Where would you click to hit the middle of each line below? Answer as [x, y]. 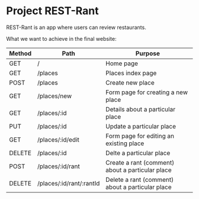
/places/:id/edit [59, 139]
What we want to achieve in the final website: [61, 38]
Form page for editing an [140, 136]
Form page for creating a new [147, 92]
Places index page [131, 73]
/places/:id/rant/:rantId [69, 183]
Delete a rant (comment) [139, 179]
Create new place [130, 82]
